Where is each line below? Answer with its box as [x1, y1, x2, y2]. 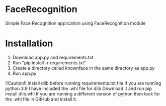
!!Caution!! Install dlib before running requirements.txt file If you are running [5, 80, 161, 86]
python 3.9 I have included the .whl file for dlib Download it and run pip [5, 85, 152, 91]
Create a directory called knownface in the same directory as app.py [12, 65, 155, 71]
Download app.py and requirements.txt [12, 54, 94, 60]
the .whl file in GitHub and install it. [5, 96, 77, 102]
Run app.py [12, 70, 37, 76]
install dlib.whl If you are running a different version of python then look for [5, 90, 160, 96]
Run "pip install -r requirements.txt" [12, 59, 87, 66]
